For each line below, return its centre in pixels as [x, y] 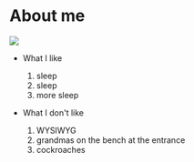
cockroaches [61, 149]
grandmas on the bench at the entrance [111, 140]
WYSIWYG [56, 130]
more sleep [57, 95]
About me [47, 16]
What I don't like [53, 112]
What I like [42, 58]
